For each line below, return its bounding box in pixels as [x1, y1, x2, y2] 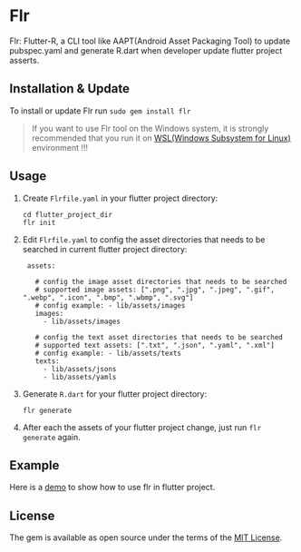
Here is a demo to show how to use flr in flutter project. [9, 482, 216, 493]
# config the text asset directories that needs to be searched [34, 332, 283, 341]
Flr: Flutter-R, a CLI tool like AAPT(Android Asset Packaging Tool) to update [9, 35, 291, 46]
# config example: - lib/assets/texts [34, 349, 181, 358]
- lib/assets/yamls [43, 372, 117, 381]
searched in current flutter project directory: [22, 243, 188, 254]
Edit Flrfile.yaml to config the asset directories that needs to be [22, 233, 266, 245]
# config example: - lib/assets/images [34, 301, 186, 310]
